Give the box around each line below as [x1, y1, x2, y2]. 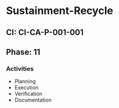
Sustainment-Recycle [6, 4, 114, 18]
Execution [14, 84, 39, 91]
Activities [6, 64, 34, 72]
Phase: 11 [6, 47, 41, 57]
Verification [14, 90, 43, 97]
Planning [14, 78, 36, 85]
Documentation [14, 96, 52, 103]
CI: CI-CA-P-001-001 [6, 27, 83, 37]
